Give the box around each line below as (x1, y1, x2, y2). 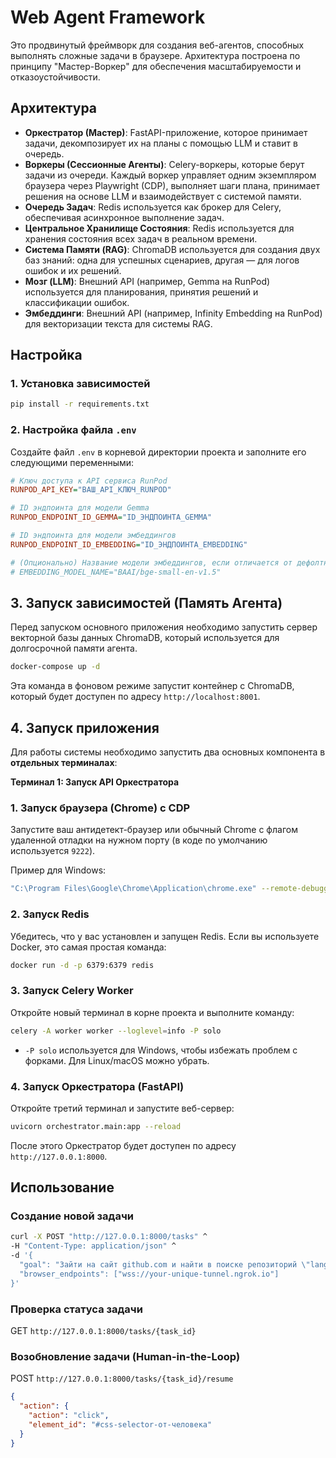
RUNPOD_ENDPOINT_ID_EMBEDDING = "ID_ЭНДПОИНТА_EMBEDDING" (10, 539, 248, 550)
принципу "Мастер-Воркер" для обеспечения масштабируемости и (10, 60, 302, 72)
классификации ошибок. (24, 296, 130, 308)
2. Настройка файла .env (10, 423, 137, 437)
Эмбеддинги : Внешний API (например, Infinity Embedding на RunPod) (24, 307, 323, 319)
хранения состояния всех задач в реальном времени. (24, 232, 258, 245)
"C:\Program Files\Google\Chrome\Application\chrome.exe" (10, 884, 257, 894)
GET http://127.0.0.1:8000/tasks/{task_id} (10, 1325, 197, 1337)
